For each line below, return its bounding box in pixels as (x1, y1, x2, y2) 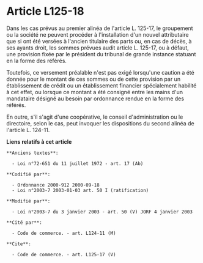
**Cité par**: (6, 219, 43, 226)
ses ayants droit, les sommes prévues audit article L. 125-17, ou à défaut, (6, 44, 189, 51)
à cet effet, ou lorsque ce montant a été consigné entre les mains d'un (6, 88, 183, 95)
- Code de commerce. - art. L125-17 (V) (12, 251, 116, 257)
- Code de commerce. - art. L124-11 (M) (12, 230, 116, 236)
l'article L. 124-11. (6, 126, 50, 133)
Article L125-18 (6, 4, 84, 18)
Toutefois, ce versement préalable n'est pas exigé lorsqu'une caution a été (6, 69, 194, 76)
